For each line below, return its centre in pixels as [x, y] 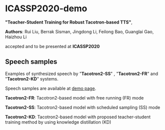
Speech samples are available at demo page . [51, 88]
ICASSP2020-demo [46, 9]
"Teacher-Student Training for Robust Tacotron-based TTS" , [69, 22]
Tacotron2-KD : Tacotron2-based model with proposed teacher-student [78, 117]
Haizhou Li [16, 37]
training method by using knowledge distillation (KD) [58, 122]
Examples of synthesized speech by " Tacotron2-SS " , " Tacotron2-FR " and [82, 74]
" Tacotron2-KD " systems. [32, 78]
